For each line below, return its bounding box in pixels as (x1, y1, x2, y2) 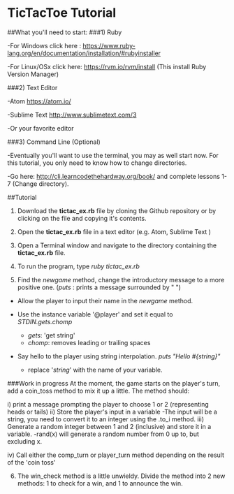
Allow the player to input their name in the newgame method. (17, 296, 193, 305)
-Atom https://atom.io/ (7, 96, 71, 106)
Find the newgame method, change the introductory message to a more (17, 275, 225, 284)
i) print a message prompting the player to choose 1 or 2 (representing (7, 400, 210, 408)
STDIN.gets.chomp (17, 317, 73, 326)
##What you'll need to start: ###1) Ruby (7, 28, 122, 36)
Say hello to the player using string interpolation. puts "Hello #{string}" (17, 351, 221, 361)
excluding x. (7, 437, 43, 445)
